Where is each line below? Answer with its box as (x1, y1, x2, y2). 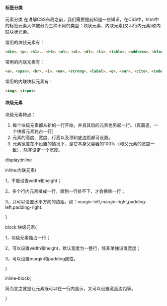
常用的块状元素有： (5, 40, 45, 46)
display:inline (5, 157, 32, 163)
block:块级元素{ (5, 224, 37, 230)
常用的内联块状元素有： (5, 78, 53, 84)
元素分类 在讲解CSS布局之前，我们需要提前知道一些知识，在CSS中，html (5, 16, 155, 22)
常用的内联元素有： (5, 59, 45, 65)
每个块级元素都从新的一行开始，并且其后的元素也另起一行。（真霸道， (12, 122, 154, 128)
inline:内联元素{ (5, 167, 37, 173)
